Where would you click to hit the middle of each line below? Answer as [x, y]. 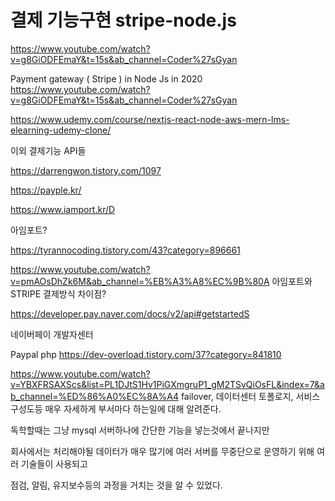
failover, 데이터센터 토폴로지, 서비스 [250, 396]
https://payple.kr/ [46, 190]
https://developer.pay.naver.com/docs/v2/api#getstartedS [130, 313]
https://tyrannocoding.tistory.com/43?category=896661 [125, 250]
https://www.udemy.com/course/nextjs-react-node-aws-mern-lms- [150, 119]
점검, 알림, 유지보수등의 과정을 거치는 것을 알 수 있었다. [116, 485]
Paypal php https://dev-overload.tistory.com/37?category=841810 [146, 354]
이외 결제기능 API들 [48, 150]
